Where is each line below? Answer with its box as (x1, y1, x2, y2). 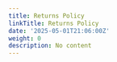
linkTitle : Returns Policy (8, 19, 99, 27)
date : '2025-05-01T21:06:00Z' (8, 27, 111, 35)
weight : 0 (8, 34, 42, 43)
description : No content (8, 42, 92, 50)
